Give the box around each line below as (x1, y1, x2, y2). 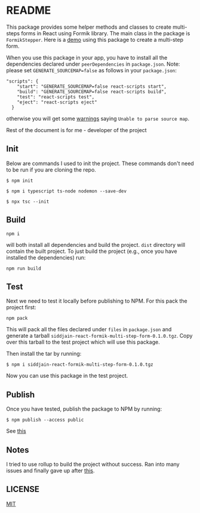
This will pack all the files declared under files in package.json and (6, 326, 172, 333)
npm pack (6, 315, 28, 322)
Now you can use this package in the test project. (6, 372, 128, 380)
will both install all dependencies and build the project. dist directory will (6, 241, 186, 248)
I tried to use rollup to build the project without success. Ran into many (6, 461, 180, 468)
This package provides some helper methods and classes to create (6, 23, 172, 30)
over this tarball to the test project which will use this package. (6, 338, 160, 346)
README (6, 4, 51, 17)
